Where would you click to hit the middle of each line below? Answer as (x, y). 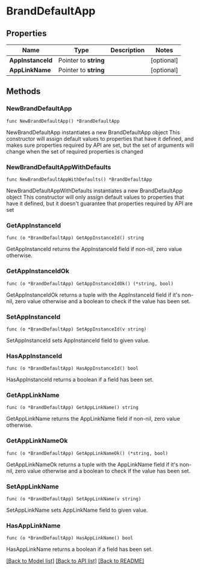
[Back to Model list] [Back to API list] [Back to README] (75, 561)
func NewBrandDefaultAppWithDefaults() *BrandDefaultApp (79, 179)
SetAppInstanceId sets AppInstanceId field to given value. (78, 340)
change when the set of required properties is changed (75, 151)
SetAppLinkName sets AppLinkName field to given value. (77, 510)
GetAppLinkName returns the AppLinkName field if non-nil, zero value (93, 419)
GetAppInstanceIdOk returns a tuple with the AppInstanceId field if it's (93, 295)
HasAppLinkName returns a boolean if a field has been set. (80, 550)
